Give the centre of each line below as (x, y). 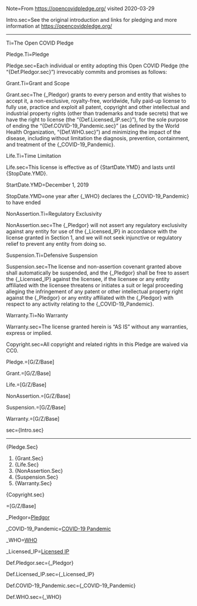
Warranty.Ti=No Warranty (37, 315)
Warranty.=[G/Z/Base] (33, 419)
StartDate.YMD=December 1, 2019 (47, 185)
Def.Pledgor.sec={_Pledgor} (40, 563)
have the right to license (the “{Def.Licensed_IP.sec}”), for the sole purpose (97, 119)
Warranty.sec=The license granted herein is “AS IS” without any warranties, (97, 327)
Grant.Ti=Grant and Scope (38, 83)
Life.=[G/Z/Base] (26, 385)
